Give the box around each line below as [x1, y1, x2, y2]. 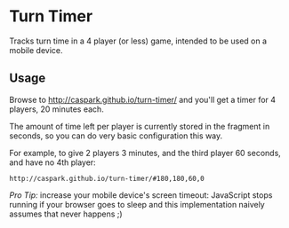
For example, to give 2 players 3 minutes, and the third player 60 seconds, [9, 147, 282, 158]
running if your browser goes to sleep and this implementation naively [9, 199, 265, 209]
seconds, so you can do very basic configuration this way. [9, 130, 223, 141]
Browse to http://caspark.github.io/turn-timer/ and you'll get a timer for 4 [9, 94, 277, 105]
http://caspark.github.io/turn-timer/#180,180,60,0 [9, 174, 205, 183]
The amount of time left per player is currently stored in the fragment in [9, 121, 270, 131]
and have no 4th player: [9, 157, 96, 168]
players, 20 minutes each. [9, 104, 104, 114]
